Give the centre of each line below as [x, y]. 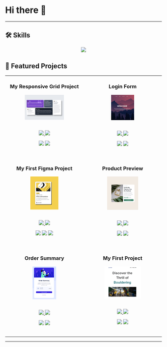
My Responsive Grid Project [44, 87]
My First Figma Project [44, 168]
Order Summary [44, 258]
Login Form [123, 87]
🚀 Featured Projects [36, 66]
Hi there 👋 [26, 10]
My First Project [123, 258]
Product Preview [123, 168]
